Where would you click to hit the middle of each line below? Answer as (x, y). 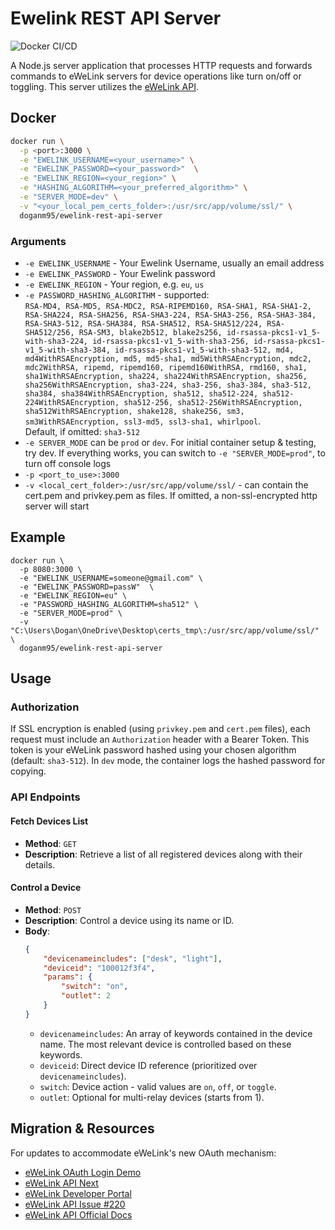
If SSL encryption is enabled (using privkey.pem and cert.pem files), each (160, 729)
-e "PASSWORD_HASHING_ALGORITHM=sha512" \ (109, 604)
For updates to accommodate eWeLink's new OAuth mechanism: (143, 1153)
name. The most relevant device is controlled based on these (165, 1044)
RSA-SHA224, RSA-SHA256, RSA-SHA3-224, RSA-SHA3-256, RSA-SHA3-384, (170, 315)
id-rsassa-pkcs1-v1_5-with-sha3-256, (171, 341)
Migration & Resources (82, 1128)
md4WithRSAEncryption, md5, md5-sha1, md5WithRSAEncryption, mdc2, (168, 358)
